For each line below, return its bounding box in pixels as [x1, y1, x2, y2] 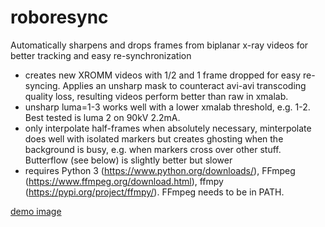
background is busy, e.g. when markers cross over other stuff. [24, 143, 282, 155]
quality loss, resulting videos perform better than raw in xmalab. [24, 90, 289, 102]
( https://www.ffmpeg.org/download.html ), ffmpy [24, 175, 224, 187]
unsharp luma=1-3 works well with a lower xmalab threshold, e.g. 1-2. [24, 101, 311, 113]
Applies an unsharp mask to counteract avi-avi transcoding [62, 79, 307, 91]
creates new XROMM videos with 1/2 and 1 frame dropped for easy [24, 69, 302, 81]
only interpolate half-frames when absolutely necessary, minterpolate [24, 122, 312, 134]
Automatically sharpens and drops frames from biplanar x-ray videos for [10, 39, 309, 51]
